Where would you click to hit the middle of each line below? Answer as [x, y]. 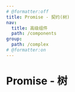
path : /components [34, 34]
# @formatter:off [27, 11]
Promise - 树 [37, 81]
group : [14, 39]
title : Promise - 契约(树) [38, 17]
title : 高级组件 [30, 28]
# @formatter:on [26, 50]
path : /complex [30, 45]
